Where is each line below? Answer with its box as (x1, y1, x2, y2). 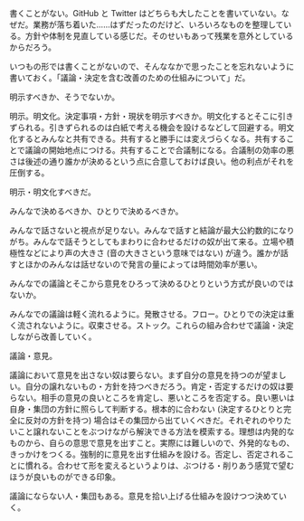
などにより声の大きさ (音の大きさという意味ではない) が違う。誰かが (24, 248, 280, 258)
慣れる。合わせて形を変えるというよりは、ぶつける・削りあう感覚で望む (24, 460, 295, 470)
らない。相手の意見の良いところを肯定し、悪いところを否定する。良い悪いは (9, 393, 295, 403)
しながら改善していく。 (9, 331, 97, 342)
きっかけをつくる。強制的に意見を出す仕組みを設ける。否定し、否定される (9, 449, 287, 459)
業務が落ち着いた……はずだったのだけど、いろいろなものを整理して (33, 19, 284, 30)
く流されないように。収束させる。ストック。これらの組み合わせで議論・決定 (9, 320, 294, 330)
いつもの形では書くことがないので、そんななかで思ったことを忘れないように (9, 62, 295, 71)
